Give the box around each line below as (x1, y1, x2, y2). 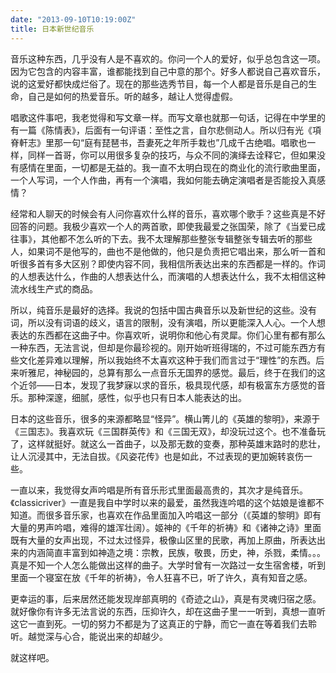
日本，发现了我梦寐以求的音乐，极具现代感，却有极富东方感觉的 (53, 379, 317, 391)
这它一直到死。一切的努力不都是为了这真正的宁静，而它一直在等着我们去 (10, 617, 308, 630)
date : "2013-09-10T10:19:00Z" (10, 14, 137, 25)
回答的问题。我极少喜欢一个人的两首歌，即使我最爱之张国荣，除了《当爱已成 (10, 220, 326, 232)
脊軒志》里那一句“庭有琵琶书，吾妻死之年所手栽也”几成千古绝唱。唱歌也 (10, 136, 308, 148)
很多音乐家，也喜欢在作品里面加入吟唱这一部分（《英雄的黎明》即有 (44, 509, 322, 521)
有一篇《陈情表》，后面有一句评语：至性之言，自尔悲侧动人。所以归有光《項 (10, 124, 322, 136)
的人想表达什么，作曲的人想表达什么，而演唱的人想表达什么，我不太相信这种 (10, 270, 326, 282)
